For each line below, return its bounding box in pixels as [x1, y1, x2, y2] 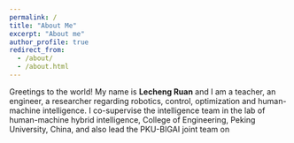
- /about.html [17, 63, 69, 71]
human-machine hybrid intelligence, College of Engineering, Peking [9, 114, 256, 124]
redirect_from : [9, 46, 66, 55]
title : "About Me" [9, 21, 77, 30]
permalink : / [9, 12, 58, 22]
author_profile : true [9, 37, 89, 47]
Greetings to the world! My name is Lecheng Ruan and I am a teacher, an [9, 86, 276, 97]
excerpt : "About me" [9, 29, 86, 38]
